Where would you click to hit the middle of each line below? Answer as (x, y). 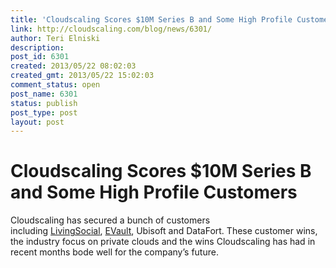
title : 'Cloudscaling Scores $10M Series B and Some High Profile (151, 19)
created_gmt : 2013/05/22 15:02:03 (82, 76)
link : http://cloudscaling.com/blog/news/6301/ (111, 29)
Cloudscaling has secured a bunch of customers (110, 220)
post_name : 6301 (44, 94)
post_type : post (44, 112)
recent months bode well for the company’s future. (114, 252)
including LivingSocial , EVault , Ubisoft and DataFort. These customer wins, (164, 231)
